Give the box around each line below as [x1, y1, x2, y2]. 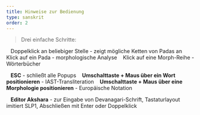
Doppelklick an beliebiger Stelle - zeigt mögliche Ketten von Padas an [10, 48, 183, 55]
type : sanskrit [6, 14, 44, 20]
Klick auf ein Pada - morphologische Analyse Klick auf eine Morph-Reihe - [6, 54, 195, 61]
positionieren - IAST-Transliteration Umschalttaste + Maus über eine [6, 78, 183, 85]
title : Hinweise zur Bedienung [6, 8, 84, 15]
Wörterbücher [6, 60, 41, 67]
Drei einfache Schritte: [20, 36, 77, 43]
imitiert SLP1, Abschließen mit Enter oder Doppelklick [6, 102, 137, 110]
